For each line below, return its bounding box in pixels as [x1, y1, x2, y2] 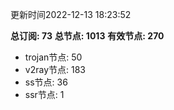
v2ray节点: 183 [24, 64, 86, 75]
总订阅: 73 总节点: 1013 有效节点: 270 [10, 30, 165, 42]
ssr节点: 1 [24, 89, 65, 100]
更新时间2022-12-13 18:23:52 [10, 9, 132, 20]
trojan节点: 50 [24, 51, 83, 63]
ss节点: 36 [24, 76, 68, 88]
